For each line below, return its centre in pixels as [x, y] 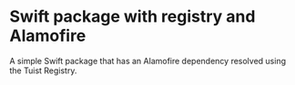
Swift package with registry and [132, 17]
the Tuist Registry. [43, 71]
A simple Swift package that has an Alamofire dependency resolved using [148, 61]
